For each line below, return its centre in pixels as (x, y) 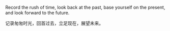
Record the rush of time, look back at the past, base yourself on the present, (85, 7)
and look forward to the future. (37, 13)
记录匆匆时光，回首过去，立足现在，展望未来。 (54, 23)
